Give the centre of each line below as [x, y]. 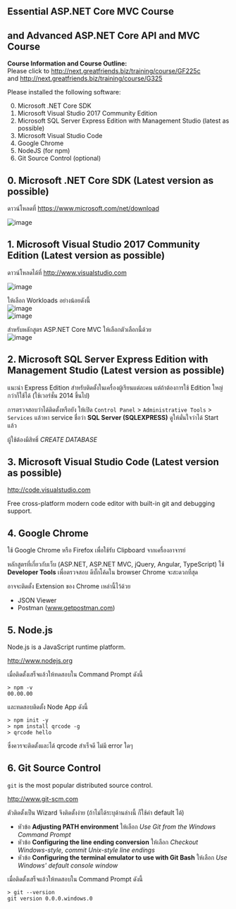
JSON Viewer [37, 600]
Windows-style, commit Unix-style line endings [86, 850]
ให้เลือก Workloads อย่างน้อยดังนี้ [49, 300]
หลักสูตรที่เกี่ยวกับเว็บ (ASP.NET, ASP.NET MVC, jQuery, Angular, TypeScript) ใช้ [116, 564]
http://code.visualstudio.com [49, 490]
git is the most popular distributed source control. [80, 785]
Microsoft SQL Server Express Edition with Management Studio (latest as [123, 121]
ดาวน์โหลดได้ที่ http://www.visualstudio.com [67, 272]
